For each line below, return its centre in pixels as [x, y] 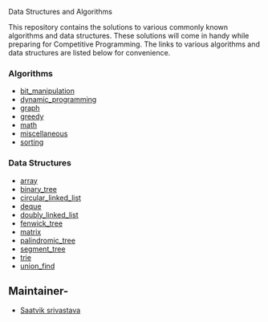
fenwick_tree [41, 223]
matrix [30, 231]
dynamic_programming [58, 100]
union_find [37, 266]
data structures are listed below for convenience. [89, 53]
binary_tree [39, 189]
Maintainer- [39, 291]
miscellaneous [44, 134]
